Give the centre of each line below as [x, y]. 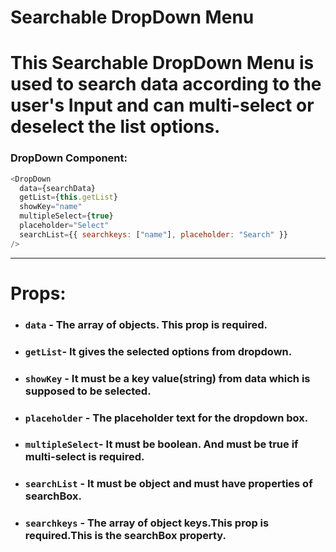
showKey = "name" [51, 207]
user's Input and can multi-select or [162, 105]
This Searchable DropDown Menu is [162, 63]
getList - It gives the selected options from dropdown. [158, 351]
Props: [38, 293]
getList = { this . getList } [68, 197]
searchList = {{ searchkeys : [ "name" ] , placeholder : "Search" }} [153, 234]
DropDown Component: [69, 158]
